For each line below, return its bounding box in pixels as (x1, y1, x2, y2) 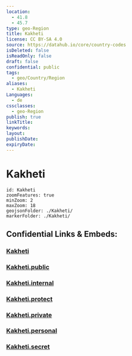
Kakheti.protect (6, 295, 53, 303)
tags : (6, 70, 20, 76)
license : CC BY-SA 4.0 (6, 36, 62, 42)
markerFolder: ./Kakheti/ (6, 213, 70, 219)
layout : (6, 130, 26, 137)
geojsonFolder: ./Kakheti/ (6, 208, 73, 214)
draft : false (6, 58, 39, 64)
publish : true (6, 114, 42, 120)
